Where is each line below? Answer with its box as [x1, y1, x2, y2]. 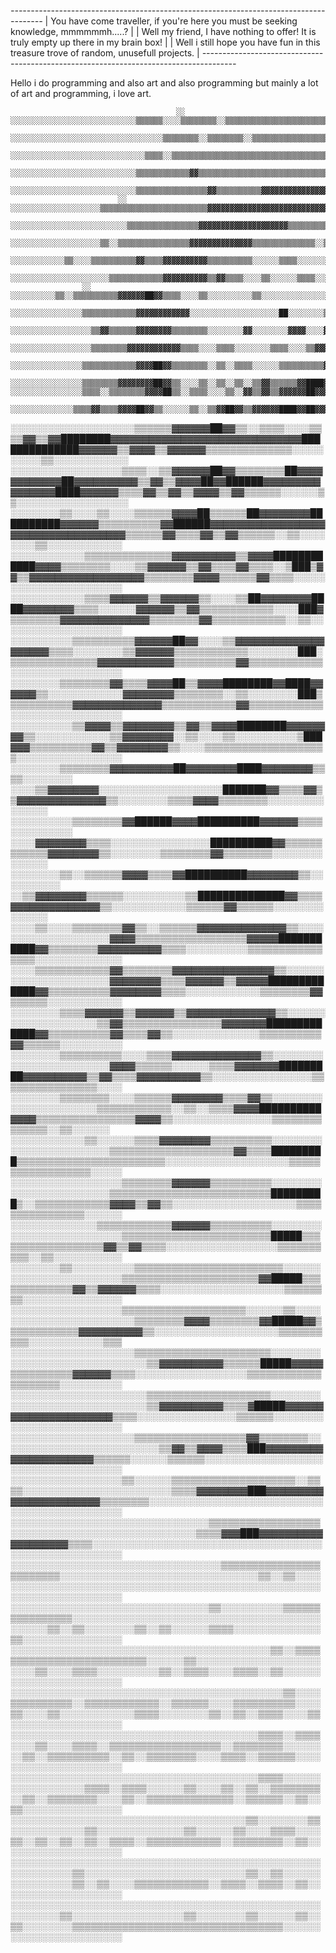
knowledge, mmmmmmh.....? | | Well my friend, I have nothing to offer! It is [10, 26, 317, 37]
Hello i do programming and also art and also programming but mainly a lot [10, 77, 319, 89]
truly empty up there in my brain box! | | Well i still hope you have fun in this [10, 36, 321, 48]
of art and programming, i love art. [10, 88, 152, 99]
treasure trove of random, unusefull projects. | [10, 47, 200, 59]
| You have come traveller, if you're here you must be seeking [44, 15, 298, 27]
